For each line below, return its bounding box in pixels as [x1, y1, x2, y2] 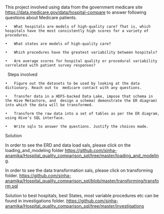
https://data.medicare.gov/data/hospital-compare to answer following [5, 9, 147, 15]
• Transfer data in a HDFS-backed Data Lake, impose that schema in [5, 94, 153, 99]
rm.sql [5, 183, 18, 189]
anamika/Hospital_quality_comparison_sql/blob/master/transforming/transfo [5, 178, 159, 183]
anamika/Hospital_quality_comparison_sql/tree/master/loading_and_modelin [5, 153, 159, 158]
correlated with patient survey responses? [5, 63, 96, 68]
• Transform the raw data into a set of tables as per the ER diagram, [5, 111, 160, 116]
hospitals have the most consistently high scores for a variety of [5, 29, 149, 33]
